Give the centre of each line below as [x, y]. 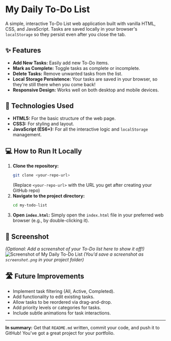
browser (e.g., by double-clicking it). [51, 221]
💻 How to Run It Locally [44, 151]
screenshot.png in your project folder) [45, 259]
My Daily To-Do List [48, 9]
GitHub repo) [26, 190]
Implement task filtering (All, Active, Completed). [64, 291]
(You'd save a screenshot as [114, 254]
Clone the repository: [36, 166]
